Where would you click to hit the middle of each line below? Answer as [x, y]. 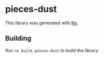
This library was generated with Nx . [42, 23]
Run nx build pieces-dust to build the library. [52, 50]
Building [18, 38]
